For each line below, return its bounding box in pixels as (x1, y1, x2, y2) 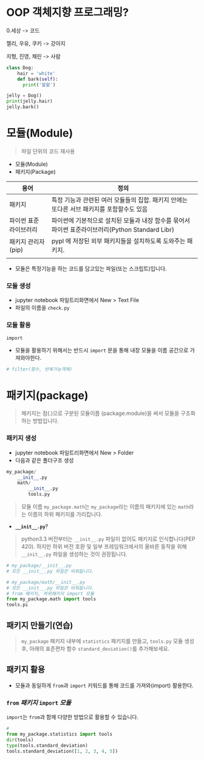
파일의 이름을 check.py (15, 304, 70, 312)
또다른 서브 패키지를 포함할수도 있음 (51, 205, 148, 213)
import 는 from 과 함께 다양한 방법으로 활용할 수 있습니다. (6, 713, 138, 721)
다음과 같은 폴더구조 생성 (15, 456, 74, 464)
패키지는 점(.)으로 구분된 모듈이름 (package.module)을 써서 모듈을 (21, 409, 180, 417)
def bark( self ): (17, 76, 59, 82)
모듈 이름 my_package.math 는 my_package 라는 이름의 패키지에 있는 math (21, 503, 189, 510)
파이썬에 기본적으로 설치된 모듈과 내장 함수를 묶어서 (51, 216, 190, 225)
